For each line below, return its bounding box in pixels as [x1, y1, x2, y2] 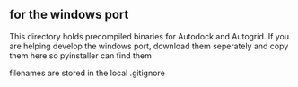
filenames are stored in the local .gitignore [9, 67, 166, 78]
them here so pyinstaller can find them [9, 49, 153, 61]
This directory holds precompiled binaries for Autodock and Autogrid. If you [9, 30, 290, 41]
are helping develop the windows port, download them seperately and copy [9, 40, 289, 51]
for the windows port [9, 7, 129, 22]
